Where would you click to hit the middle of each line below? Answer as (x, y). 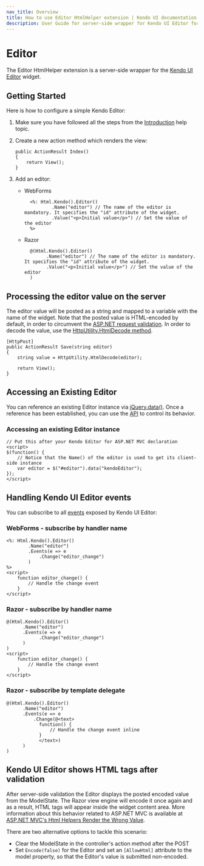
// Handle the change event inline (94, 730)
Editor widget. (24, 77)
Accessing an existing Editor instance (63, 429)
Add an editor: (33, 179)
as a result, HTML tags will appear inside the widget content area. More (96, 807)
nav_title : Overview (32, 12)
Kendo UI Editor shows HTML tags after (82, 770)
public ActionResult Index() (52, 152)
